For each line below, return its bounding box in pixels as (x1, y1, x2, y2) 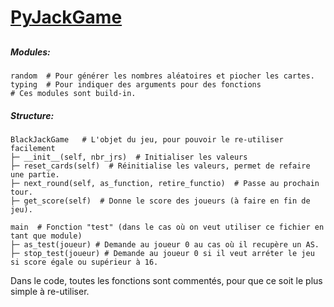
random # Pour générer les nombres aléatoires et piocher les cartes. (10, 71, 315, 81)
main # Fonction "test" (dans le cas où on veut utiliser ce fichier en (10, 222, 325, 232)
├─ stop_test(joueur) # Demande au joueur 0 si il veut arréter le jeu (10, 248, 315, 258)
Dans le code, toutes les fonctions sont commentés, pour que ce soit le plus (10, 274, 323, 286)
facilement (10, 143, 56, 153)
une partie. (10, 169, 60, 180)
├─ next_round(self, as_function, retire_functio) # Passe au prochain (10, 178, 320, 188)
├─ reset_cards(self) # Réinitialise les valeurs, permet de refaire (10, 161, 311, 171)
